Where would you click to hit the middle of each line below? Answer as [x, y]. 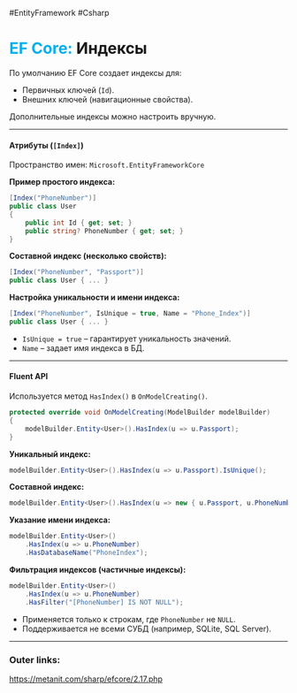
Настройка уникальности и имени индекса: [95, 297]
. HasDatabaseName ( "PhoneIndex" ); [87, 553]
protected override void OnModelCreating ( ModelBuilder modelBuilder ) [140, 413]
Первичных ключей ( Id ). [68, 90]
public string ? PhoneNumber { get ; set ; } [104, 231]
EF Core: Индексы [78, 49]
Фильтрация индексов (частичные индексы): [98, 569]
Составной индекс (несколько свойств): [88, 256]
